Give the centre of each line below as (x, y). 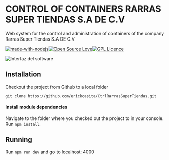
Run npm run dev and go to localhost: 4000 (50, 152)
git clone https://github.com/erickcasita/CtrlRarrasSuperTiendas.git (81, 96)
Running (19, 140)
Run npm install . (23, 124)
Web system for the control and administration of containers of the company (85, 33)
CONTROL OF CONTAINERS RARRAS (83, 9)
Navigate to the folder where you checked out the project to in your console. (84, 118)
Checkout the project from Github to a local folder (57, 87)
